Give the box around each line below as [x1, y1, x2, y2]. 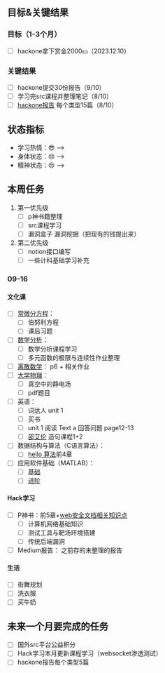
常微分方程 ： [17, 309, 55, 318]
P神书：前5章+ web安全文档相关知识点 [17, 511, 128, 519]
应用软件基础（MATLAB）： [17, 459, 95, 467]
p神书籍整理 [27, 212, 63, 220]
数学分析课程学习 [27, 345, 78, 353]
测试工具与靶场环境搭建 [27, 528, 96, 537]
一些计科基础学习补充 [27, 256, 89, 265]
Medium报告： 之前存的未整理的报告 [17, 546, 123, 554]
